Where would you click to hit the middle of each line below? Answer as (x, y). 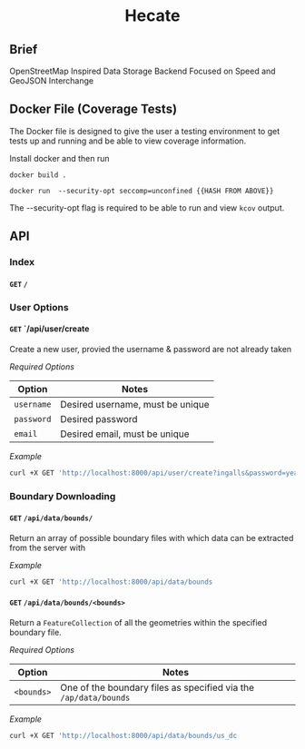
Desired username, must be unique (135, 404)
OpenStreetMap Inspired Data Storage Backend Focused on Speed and (143, 71)
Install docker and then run (60, 158)
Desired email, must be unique (125, 434)
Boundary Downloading (63, 496)
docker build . (38, 175)
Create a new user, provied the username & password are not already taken (151, 349)
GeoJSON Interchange (51, 81)
